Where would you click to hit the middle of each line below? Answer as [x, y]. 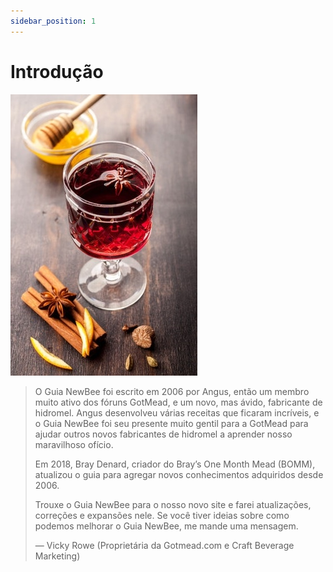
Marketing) [57, 556]
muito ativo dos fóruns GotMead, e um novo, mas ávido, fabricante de [178, 402]
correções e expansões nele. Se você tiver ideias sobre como [162, 515]
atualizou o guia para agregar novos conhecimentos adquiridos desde [179, 474]
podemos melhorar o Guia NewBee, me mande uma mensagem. [166, 526]
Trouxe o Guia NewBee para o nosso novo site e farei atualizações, [173, 504]
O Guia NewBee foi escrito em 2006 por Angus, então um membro [172, 391]
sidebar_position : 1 [53, 21]
